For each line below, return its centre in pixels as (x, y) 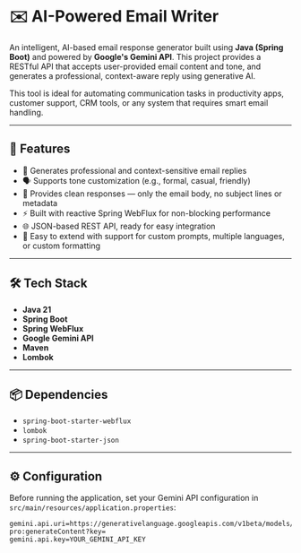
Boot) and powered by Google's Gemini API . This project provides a (135, 56)
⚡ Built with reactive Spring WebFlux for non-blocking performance (146, 213)
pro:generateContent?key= (57, 532)
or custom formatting (61, 246)
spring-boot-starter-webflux (77, 421)
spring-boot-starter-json (70, 441)
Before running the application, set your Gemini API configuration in (134, 498)
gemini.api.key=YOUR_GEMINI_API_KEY (77, 540)
